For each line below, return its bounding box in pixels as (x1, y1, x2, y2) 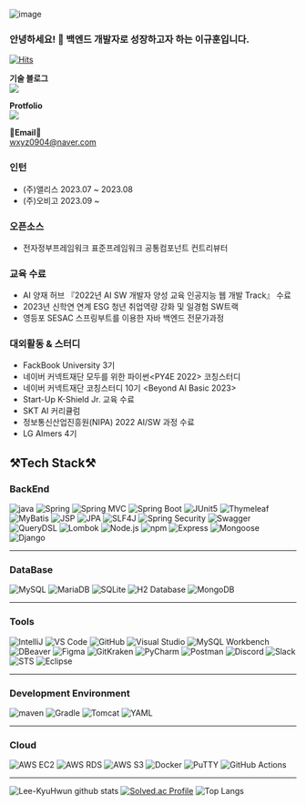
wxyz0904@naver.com (9, 137, 97, 148)
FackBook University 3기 (22, 360, 116, 371)
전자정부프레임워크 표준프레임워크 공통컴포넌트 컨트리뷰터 (22, 242, 229, 253)
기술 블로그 (9, 73, 48, 84)
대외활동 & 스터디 (9, 338, 81, 351)
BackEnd (9, 483, 50, 495)
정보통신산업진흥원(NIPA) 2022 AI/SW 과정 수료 (22, 417, 195, 428)
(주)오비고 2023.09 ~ (22, 195, 100, 206)
